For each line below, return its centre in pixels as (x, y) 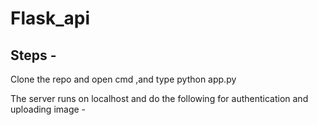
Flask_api (50, 18)
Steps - (33, 55)
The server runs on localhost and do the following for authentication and (159, 98)
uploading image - (48, 109)
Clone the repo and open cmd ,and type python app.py (123, 79)
